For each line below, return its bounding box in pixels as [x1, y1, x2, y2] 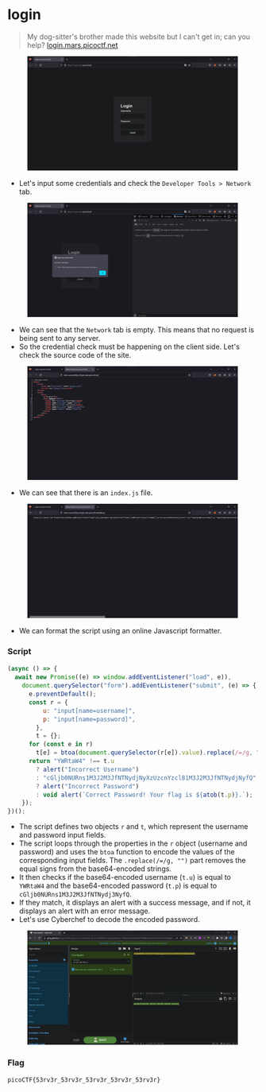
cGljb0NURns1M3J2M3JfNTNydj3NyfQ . [18, 889, 132, 899]
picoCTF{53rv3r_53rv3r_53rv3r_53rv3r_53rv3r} [7, 1076, 160, 1084]
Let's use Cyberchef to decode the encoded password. [18, 915, 200, 924]
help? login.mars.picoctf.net [26, 40, 118, 49]
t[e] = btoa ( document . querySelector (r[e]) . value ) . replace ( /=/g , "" [36, 749, 264, 757]
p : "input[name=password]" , [42, 715, 136, 723]
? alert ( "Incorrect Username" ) [36, 765, 140, 773]
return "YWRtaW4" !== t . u [28, 757, 114, 765]
